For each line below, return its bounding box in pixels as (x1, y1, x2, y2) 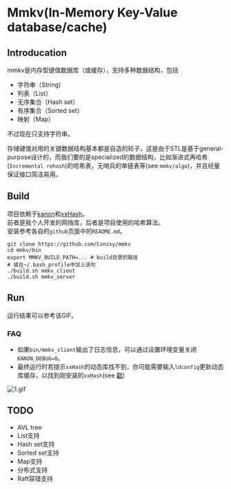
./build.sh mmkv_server (7, 273, 76, 280)
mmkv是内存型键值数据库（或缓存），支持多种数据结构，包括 (7, 66, 179, 74)
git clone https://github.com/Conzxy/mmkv (7, 240, 131, 247)
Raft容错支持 (17, 474, 53, 483)
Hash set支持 (17, 439, 55, 448)
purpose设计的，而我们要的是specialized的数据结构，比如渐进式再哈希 (7, 153, 208, 161)
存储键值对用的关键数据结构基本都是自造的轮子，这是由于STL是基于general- (7, 145, 224, 152)
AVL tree (17, 423, 42, 431)
